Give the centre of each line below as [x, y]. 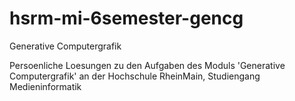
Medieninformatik [45, 86]
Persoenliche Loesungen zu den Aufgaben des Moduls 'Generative [147, 65]
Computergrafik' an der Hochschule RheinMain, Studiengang [135, 76]
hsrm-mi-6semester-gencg [126, 18]
